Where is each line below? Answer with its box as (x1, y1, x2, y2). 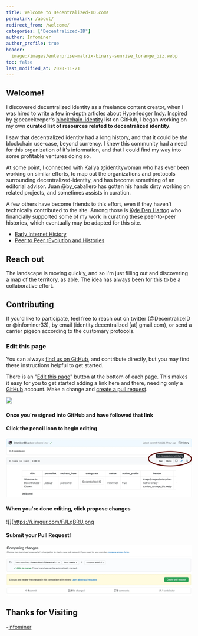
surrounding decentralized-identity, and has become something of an (6, 177, 175, 184)
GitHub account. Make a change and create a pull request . (6, 386, 148, 393)
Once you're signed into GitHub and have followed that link (6, 411, 153, 418)
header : (6, 47, 25, 53)
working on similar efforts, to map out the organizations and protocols (6, 170, 176, 177)
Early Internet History (14, 230, 67, 238)
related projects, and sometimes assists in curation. (6, 189, 131, 196)
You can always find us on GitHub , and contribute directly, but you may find (6, 355, 190, 363)
